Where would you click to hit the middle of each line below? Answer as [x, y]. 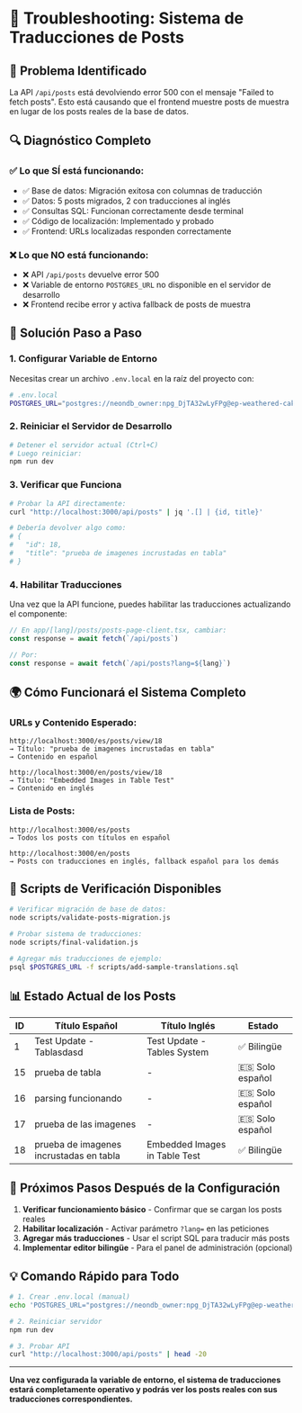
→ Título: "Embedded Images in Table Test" [92, 781]
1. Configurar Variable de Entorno [83, 359]
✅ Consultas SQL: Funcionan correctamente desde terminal [133, 211]
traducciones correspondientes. [71, 1399]
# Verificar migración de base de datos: [88, 909]
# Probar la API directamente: [68, 503]
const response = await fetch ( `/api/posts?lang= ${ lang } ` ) [120, 663]
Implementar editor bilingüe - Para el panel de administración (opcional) [157, 1248]
